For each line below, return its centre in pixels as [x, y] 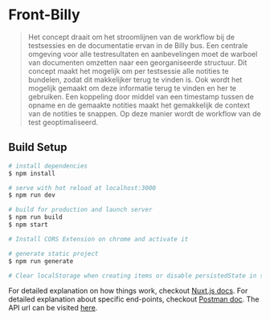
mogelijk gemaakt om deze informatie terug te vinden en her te [132, 88]
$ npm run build [35, 217]
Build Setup [38, 147]
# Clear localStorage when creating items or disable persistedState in [133, 275]
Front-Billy [44, 15]
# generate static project [53, 253]
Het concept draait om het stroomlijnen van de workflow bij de [131, 37]
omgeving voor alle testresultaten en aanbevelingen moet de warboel [143, 54]
